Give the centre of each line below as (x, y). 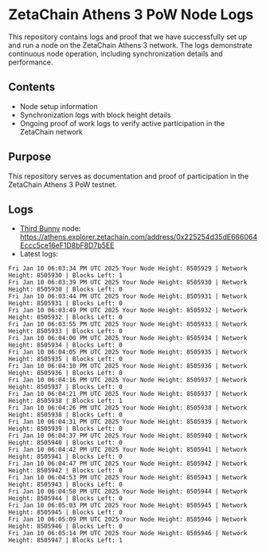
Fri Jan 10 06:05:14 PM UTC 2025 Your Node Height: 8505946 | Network (128, 534)
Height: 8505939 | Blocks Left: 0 (66, 429)
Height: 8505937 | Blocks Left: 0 (66, 387)
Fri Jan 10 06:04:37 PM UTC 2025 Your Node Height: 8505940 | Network (128, 436)
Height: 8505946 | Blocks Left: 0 (66, 527)
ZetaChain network (51, 131)
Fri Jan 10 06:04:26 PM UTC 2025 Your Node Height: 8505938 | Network (128, 408)
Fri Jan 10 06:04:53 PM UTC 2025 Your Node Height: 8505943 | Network (128, 478)
